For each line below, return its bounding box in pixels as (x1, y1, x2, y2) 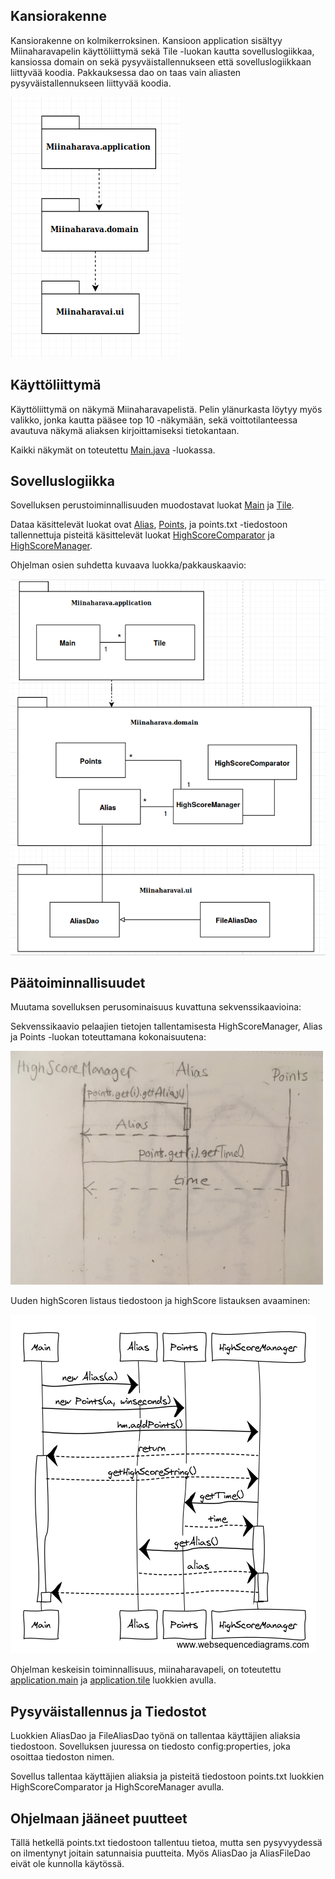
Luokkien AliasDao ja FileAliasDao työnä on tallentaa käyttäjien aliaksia (10, 1730, 301, 1742)
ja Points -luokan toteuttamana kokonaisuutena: (10, 1031, 207, 1043)
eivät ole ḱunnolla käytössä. (10, 1857, 125, 1869)
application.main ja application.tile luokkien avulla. (10, 1674, 217, 1686)
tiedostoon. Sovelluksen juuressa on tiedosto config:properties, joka (10, 1740, 291, 1753)
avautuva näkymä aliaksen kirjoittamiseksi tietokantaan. (10, 424, 240, 436)
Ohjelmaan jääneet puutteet (10, 1810, 188, 1827)
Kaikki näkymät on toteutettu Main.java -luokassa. (10, 444, 216, 456)
